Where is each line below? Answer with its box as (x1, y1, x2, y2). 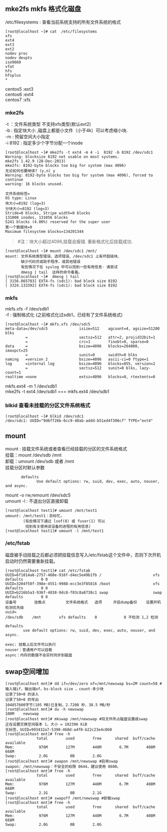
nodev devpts (5, 55, 32, 60)
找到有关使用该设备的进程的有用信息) (25, 524, 91, 529)
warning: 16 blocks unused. (5, 182, 64, 187)
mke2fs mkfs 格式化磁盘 (5, 5, 81, 14)
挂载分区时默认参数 (5, 464, 45, 470)
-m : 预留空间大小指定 (5, 134, 50, 140)
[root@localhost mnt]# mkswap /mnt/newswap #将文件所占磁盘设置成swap (5, 716, 148, 721)
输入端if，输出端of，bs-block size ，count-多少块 (5, 686, 104, 691)
